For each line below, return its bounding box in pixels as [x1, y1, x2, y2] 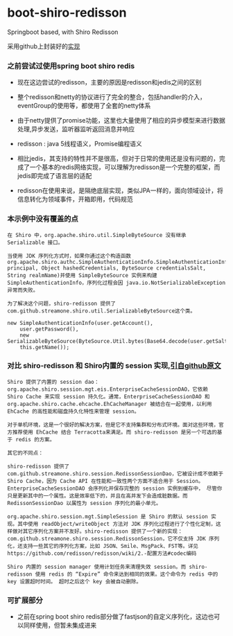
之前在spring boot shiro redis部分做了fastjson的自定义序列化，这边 [17, 612, 208, 621]
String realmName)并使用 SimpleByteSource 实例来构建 [7, 272, 157, 279]
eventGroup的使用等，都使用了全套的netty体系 [17, 102, 151, 110]
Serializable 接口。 [7, 239, 64, 246]
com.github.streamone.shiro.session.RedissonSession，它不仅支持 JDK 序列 [7, 535, 220, 542]
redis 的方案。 [15, 436, 55, 443]
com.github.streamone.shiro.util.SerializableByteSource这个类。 [7, 307, 196, 315]
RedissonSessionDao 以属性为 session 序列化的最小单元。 [7, 500, 162, 506]
